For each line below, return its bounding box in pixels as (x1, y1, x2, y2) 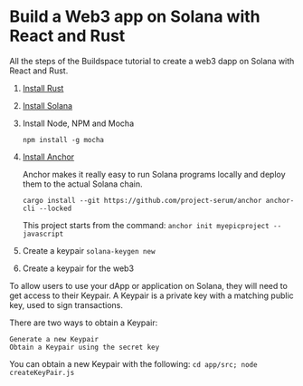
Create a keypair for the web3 (22, 263, 134, 274)
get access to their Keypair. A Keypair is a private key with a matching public (9, 290, 294, 301)
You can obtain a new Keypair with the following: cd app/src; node (9, 358, 258, 369)
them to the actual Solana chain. (22, 179, 143, 189)
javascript (22, 229, 64, 238)
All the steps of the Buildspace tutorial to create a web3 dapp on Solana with (9, 55, 295, 66)
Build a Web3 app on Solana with (9, 6, 260, 27)
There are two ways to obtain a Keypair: (9, 317, 158, 328)
